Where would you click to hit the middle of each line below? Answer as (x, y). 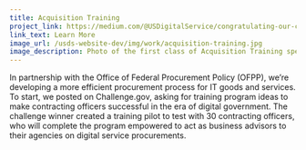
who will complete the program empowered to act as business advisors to (148, 126)
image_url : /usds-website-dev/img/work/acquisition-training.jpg (136, 43)
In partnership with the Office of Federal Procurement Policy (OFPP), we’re (149, 77)
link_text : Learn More (52, 35)
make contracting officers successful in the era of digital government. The (149, 106)
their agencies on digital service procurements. (98, 135)
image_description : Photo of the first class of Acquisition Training (146, 52)
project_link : (36, 26)
